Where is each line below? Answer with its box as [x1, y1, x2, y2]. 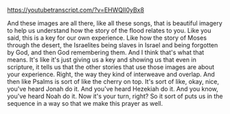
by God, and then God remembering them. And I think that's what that [7, 48, 205, 56]
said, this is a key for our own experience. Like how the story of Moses [7, 34, 207, 42]
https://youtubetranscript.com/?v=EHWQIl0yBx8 [7, 6, 144, 14]
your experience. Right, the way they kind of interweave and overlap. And [7, 70, 215, 78]
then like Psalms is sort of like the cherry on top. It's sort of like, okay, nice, [7, 78, 220, 85]
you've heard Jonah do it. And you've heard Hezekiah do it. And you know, [7, 85, 218, 93]
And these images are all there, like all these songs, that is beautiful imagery [7, 19, 222, 27]
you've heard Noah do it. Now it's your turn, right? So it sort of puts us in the [7, 92, 223, 100]
